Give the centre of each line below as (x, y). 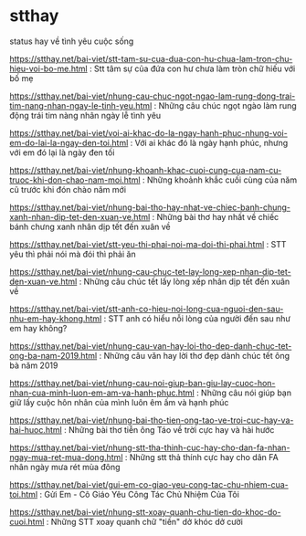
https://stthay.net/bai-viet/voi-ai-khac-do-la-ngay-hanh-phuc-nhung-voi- (148, 132)
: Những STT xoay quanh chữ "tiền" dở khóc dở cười (145, 521)
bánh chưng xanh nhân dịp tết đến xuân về (90, 226)
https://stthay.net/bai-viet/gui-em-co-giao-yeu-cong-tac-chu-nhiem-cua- (149, 484)
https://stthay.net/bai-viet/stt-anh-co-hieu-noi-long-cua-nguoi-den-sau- (147, 309)
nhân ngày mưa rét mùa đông (65, 467)
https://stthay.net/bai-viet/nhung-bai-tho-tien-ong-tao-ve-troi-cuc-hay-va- (152, 420)
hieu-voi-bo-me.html (49, 68)
